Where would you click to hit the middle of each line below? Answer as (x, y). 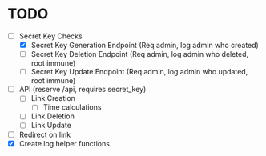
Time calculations (72, 107)
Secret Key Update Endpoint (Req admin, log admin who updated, (139, 72)
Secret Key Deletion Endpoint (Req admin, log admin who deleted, (140, 54)
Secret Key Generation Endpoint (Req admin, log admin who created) (145, 45)
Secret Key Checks (50, 36)
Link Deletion (53, 116)
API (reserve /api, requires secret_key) (83, 90)
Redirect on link (45, 134)
